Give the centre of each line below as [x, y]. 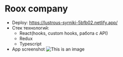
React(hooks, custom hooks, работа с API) [64, 33]
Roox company [36, 9]
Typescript [30, 43]
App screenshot [28, 49]
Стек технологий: [30, 27]
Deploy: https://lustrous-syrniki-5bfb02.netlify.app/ [65, 22]
